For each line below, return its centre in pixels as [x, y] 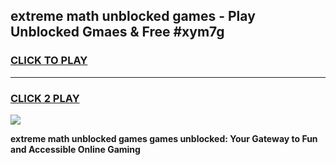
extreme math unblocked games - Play [133, 16]
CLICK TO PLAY [49, 61]
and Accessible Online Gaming [75, 149]
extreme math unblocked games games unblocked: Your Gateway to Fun [164, 138]
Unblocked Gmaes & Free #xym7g [117, 32]
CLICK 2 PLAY [45, 98]
